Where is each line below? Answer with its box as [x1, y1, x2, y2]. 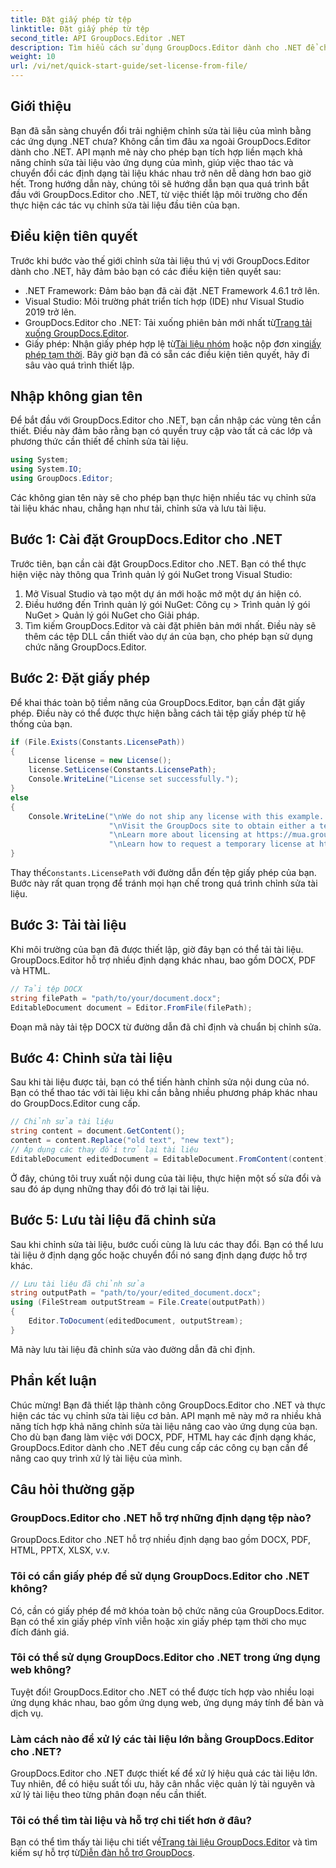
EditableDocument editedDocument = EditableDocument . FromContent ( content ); [10, 1154, 333, 1164]
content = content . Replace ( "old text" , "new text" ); [10, 1136, 235, 1146]
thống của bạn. [10, 717, 73, 730]
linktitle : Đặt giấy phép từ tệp [10, 24, 150, 34]
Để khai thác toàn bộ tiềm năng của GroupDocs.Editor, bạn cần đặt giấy [10, 696, 306, 708]
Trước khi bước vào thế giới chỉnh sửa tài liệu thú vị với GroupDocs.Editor [10, 254, 310, 266]
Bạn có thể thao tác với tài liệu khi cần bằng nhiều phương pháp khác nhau [10, 1087, 318, 1099]
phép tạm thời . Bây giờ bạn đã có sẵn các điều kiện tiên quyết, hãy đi [24, 348, 310, 360]
